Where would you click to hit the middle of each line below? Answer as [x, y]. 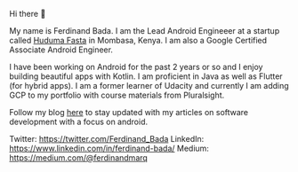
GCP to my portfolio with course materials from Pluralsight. [117, 95]
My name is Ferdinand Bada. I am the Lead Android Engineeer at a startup [145, 31]
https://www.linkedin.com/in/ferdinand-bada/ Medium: [109, 148]
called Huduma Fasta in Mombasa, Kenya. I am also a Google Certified [138, 40]
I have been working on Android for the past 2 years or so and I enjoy [136, 67]
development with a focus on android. [79, 121]
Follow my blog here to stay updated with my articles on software [129, 112]
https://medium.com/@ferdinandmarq [79, 158]
